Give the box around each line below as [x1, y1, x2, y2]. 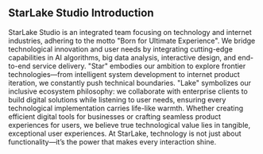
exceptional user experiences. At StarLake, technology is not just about [8, 129, 242, 138]
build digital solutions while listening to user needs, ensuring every [8, 94, 226, 104]
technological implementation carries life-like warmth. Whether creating [8, 103, 244, 113]
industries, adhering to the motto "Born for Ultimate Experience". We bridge [8, 36, 256, 45]
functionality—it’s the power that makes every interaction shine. [8, 137, 217, 146]
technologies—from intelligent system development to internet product [8, 69, 240, 79]
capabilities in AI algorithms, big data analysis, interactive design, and [8, 52, 237, 62]
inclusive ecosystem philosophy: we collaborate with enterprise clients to [8, 87, 248, 96]
